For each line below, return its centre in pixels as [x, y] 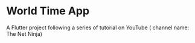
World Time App [48, 11]
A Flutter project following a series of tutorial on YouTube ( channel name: [98, 27]
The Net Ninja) [24, 33]
